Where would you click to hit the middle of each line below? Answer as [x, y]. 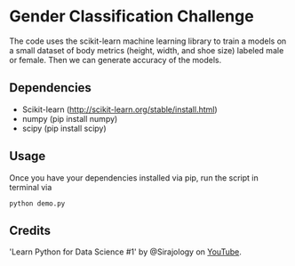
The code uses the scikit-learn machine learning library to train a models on [148, 41]
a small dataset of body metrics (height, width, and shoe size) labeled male [147, 50]
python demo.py [37, 203]
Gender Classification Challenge [132, 16]
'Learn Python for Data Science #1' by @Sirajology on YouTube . [125, 252]
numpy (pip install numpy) [70, 118]
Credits [30, 230]
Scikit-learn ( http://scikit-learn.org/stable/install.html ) [120, 109]
